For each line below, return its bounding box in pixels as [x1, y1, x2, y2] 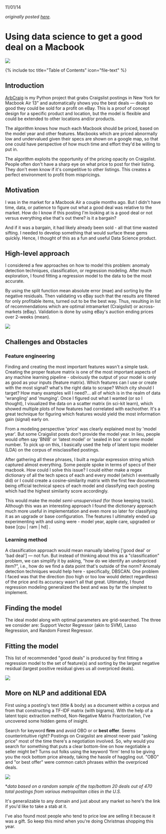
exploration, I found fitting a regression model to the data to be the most [5, 273, 152, 279]
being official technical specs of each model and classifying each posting [5, 483, 155, 489]
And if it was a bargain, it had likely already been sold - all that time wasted [5, 225, 158, 231]
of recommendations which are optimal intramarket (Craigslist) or [5, 304, 138, 310]
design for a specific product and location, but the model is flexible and [5, 110, 150, 116]
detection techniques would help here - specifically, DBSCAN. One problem [5, 568, 159, 574]
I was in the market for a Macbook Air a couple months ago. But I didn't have [5, 199, 161, 205]
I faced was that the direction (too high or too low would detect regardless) [5, 574, 158, 580]
